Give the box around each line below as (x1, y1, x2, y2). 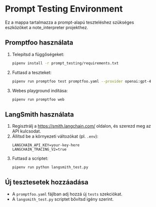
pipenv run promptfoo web (12, 97, 64, 102)
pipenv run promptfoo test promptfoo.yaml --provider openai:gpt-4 (12, 79, 151, 84)
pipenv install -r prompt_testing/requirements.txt (12, 60, 119, 66)
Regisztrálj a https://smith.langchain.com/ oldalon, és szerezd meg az (12, 123, 151, 129)
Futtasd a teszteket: (12, 69, 52, 75)
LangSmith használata (5, 110, 74, 118)
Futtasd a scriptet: (12, 156, 48, 162)
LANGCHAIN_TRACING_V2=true (12, 147, 67, 152)
